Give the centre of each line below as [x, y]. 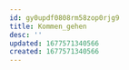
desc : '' [26, 35]
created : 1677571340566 [55, 52]
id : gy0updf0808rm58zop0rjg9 [64, 18]
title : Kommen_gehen [49, 26]
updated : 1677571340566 [55, 43]
